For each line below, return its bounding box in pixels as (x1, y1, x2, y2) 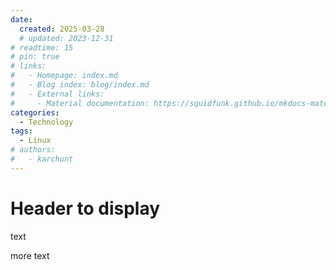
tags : (10, 126, 33, 136)
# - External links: (10, 89, 105, 99)
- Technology (19, 117, 74, 127)
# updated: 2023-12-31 (19, 33, 114, 43)
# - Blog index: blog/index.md (10, 80, 150, 90)
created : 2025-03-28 (19, 24, 105, 34)
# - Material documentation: (10, 98, 150, 108)
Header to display (10, 197, 161, 220)
